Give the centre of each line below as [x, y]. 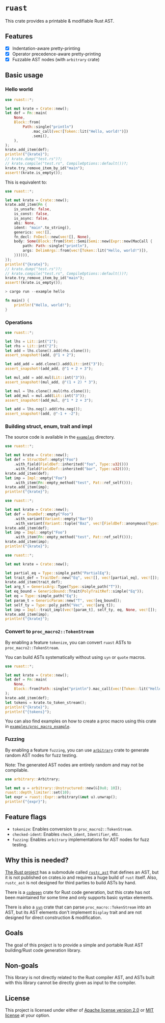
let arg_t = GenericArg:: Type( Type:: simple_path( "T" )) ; [63, 587]
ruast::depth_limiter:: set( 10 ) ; [38, 793]
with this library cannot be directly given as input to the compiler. [71, 983]
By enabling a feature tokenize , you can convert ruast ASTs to [68, 642]
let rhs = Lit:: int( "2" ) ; [31, 346]
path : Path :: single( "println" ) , [56, 246]
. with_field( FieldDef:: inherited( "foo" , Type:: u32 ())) [71, 464]
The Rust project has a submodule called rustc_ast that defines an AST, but [82, 872]
